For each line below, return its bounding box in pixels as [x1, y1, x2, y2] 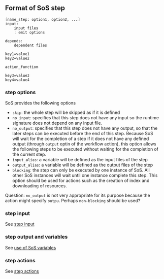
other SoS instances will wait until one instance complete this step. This [12, 173, 158, 178]
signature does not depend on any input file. [12, 120, 102, 126]
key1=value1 [5, 51, 30, 56]
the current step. [12, 151, 47, 157]
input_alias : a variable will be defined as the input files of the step [12, 157, 148, 163]
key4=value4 [5, 77, 30, 82]
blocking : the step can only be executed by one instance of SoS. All [12, 167, 150, 173]
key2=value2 [5, 56, 30, 61]
